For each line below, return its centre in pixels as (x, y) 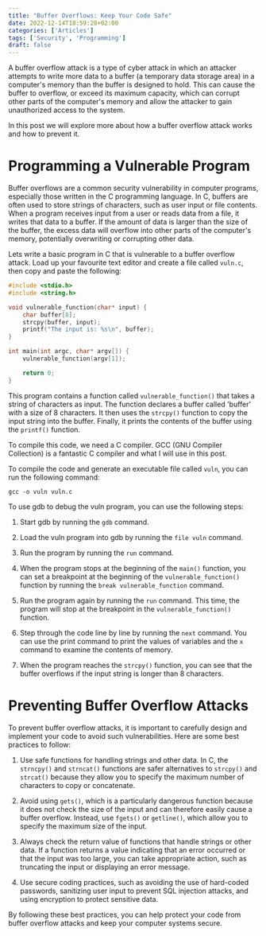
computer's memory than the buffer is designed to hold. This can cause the (132, 85)
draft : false (30, 45)
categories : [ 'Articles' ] (51, 30)
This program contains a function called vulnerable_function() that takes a (132, 395)
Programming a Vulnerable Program (129, 166)
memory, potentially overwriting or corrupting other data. (101, 239)
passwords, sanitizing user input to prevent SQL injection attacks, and (134, 891)
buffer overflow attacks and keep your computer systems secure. (115, 922)
